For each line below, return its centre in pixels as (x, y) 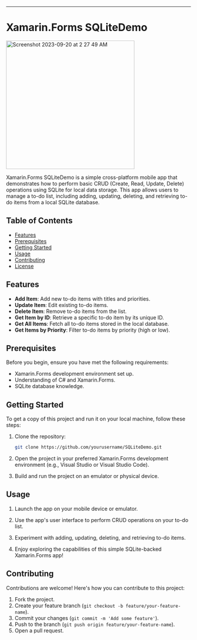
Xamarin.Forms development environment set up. (74, 374)
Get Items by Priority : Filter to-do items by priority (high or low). (92, 330)
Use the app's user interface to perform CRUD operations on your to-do (101, 520)
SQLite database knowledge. (49, 386)
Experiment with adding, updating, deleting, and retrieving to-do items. (100, 537)
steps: (13, 425)
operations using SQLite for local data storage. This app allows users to (92, 190)
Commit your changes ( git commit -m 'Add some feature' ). (87, 618)
